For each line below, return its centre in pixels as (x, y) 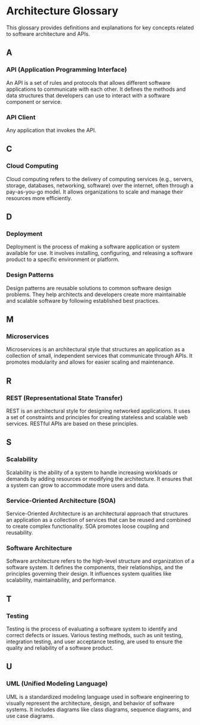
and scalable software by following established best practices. (83, 300)
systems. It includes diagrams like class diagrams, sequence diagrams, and (99, 709)
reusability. (20, 532)
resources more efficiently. (39, 198)
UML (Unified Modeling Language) (57, 684)
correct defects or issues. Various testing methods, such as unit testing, (95, 635)
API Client (21, 117)
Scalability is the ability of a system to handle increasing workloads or (92, 472)
